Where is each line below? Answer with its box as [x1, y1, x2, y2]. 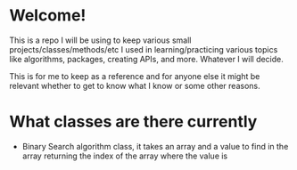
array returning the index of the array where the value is [21, 150, 228, 161]
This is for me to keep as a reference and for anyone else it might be [9, 70, 260, 81]
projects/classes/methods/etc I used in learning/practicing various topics [9, 44, 278, 54]
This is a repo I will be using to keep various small [9, 35, 192, 45]
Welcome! [9, 5, 87, 26]
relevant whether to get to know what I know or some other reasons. [9, 80, 260, 91]
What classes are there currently [9, 112, 258, 132]
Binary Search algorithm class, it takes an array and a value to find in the [21, 141, 289, 151]
